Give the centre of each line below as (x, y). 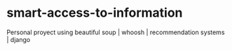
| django (19, 39)
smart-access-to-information (95, 13)
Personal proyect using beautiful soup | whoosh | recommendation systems (116, 32)
